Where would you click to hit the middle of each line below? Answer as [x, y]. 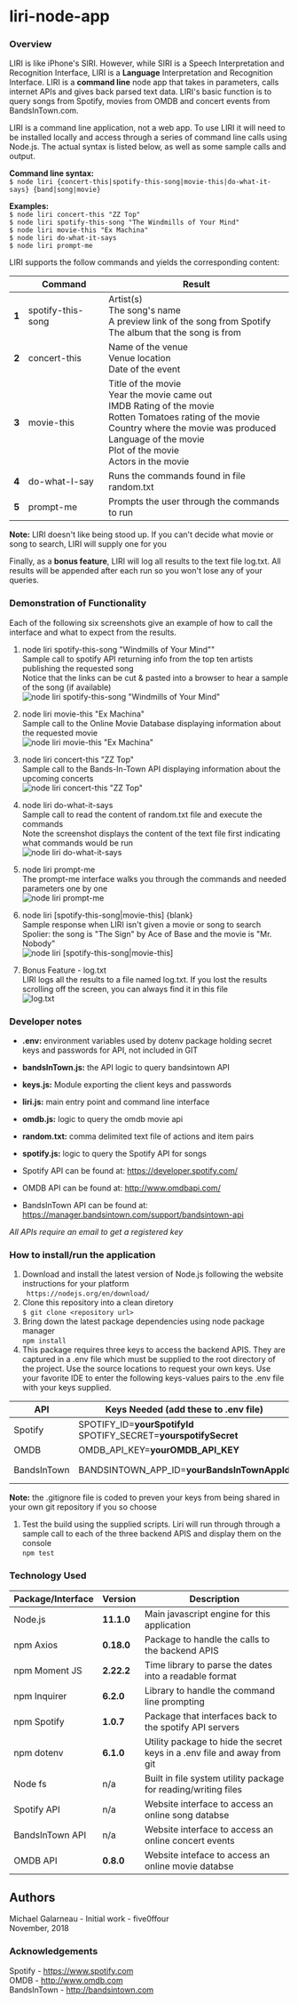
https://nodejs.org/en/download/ [88, 1294]
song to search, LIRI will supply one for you [88, 544]
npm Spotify [39, 1721]
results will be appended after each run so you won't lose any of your [136, 571]
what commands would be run [78, 843]
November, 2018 [39, 1928]
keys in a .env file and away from [213, 1752]
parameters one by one [65, 888]
